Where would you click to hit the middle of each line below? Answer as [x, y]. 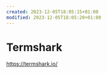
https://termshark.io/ [32, 64]
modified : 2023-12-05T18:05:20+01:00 [54, 17]
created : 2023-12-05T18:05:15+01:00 [52, 12]
